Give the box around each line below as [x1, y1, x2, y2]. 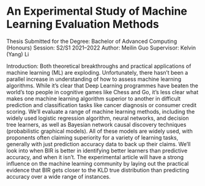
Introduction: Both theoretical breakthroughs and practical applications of [6, 62, 192, 70]
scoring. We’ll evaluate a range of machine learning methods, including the [6, 108, 195, 115]
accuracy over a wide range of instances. [6, 173, 111, 180]
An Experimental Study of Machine [6, 4, 188, 18]
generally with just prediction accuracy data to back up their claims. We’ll [6, 140, 191, 147]
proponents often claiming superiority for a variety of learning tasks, [6, 133, 179, 141]
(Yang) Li [6, 50, 29, 58]
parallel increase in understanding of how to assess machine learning [6, 75, 182, 83]
